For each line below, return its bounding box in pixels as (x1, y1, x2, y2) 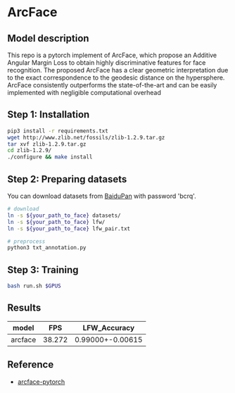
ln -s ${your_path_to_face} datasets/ (7, 212, 121, 219)
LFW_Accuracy (82, 323, 135, 332)
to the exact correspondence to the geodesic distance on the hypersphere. (7, 73, 225, 82)
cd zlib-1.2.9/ (7, 147, 52, 154)
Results (7, 302, 42, 314)
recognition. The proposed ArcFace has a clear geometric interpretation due (7, 66, 229, 74)
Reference (7, 358, 54, 370)
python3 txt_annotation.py (7, 244, 87, 251)
